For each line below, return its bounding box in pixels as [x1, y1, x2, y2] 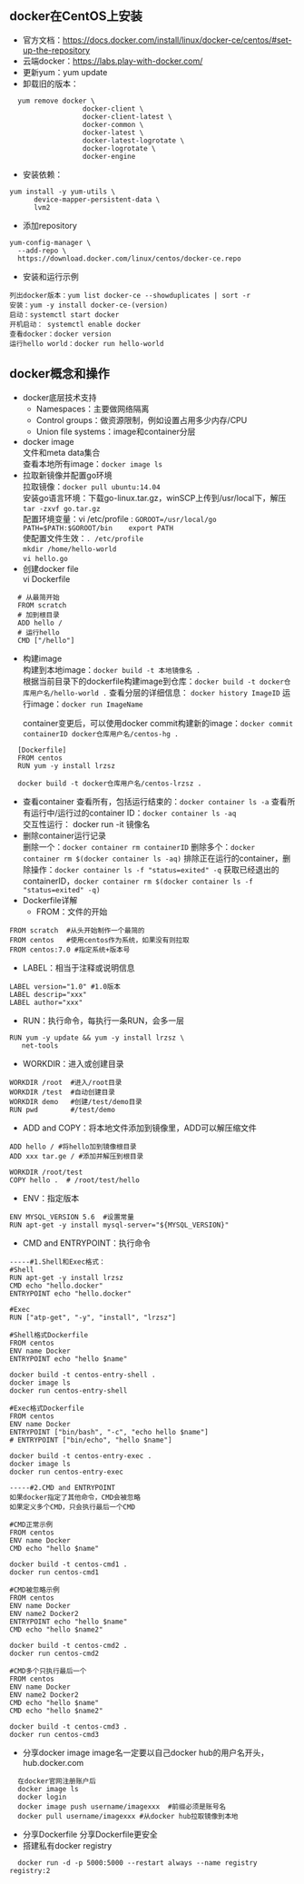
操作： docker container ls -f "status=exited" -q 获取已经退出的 [30, 863, 279, 874]
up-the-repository [22, 44, 91, 55]
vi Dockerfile [22, 573, 71, 584]
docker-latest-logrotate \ [82, 135, 184, 145]
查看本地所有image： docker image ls [22, 458, 163, 469]
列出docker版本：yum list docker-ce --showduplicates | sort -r [9, 291, 251, 300]
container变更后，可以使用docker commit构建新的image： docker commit [22, 717, 294, 728]
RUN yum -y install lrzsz [17, 761, 116, 770]
